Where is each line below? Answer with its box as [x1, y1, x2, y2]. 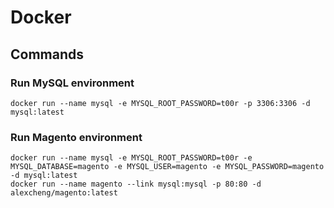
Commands [10, 46, 85, 63]
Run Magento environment [10, 130, 143, 144]
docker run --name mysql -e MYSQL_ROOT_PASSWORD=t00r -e [10, 153, 253, 163]
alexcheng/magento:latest [10, 188, 118, 198]
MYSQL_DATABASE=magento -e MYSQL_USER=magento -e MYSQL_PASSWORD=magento [10, 162, 325, 172]
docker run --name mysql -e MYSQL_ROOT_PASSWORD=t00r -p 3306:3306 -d [10, 98, 311, 108]
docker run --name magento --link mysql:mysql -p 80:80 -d [10, 179, 262, 190]
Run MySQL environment [10, 76, 135, 90]
